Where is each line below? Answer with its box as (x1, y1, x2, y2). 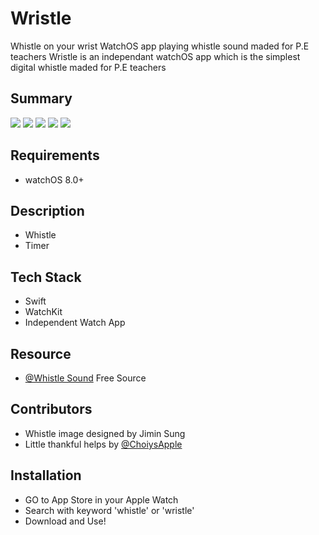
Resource (10, 345, 72, 362)
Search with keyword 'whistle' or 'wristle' (24, 504, 195, 516)
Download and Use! (24, 515, 107, 527)
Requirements (10, 147, 100, 164)
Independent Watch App (24, 317, 126, 329)
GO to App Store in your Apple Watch (24, 493, 179, 506)
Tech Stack (10, 268, 82, 286)
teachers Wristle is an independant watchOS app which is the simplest (10, 50, 301, 62)
